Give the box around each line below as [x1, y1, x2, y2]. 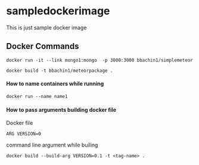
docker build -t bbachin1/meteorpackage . [6, 68, 113, 74]
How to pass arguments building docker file [6, 106, 117, 113]
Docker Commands [6, 41, 79, 51]
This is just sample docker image [6, 24, 87, 31]
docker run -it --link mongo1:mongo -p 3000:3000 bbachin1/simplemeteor [6, 57, 194, 63]
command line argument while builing [6, 142, 98, 149]
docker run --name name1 [6, 93, 68, 99]
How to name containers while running [6, 80, 104, 87]
